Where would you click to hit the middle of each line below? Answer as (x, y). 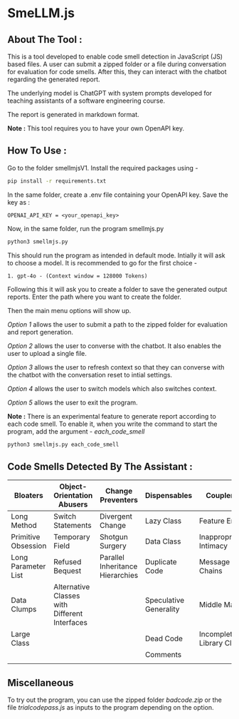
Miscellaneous (41, 683)
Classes (67, 596)
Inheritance (118, 566)
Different (68, 613)
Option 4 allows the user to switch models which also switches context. (112, 388)
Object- (73, 486)
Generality (162, 609)
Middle (211, 605)
